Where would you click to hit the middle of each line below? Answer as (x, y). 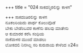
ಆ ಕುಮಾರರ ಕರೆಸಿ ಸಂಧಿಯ (25, 34)
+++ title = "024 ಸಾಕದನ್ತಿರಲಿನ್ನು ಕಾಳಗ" (39, 7)
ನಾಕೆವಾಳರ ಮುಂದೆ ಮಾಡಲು (26, 39)
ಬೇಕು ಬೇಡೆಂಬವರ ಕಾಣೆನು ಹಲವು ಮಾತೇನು (37, 28)
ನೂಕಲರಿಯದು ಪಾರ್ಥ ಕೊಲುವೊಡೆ (30, 23)
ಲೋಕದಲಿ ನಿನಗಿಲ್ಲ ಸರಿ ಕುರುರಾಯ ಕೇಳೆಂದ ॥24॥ (42, 45)
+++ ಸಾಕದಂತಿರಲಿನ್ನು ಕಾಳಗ (26, 17)
